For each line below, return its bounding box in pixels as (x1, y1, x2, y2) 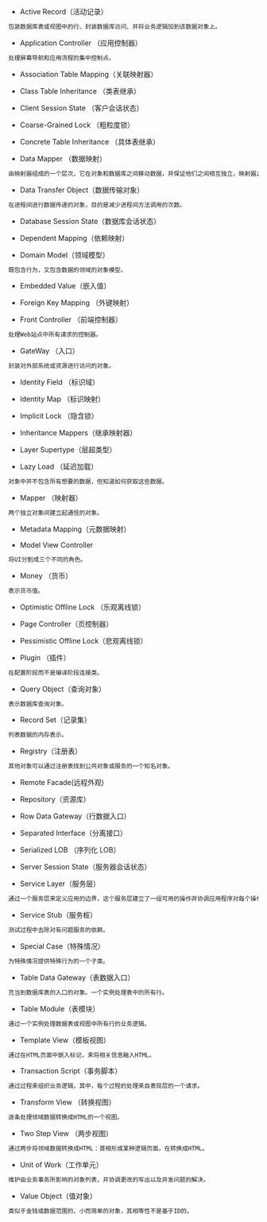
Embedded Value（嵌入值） (19, 281, 111, 291)
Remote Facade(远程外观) (19, 778, 105, 787)
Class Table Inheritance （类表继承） (19, 86, 141, 95)
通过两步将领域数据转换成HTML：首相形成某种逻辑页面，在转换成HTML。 (8, 1145, 209, 1153)
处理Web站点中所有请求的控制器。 (8, 331, 102, 339)
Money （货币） (19, 570, 73, 580)
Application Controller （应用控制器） (19, 38, 143, 48)
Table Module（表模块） (19, 1004, 100, 1013)
